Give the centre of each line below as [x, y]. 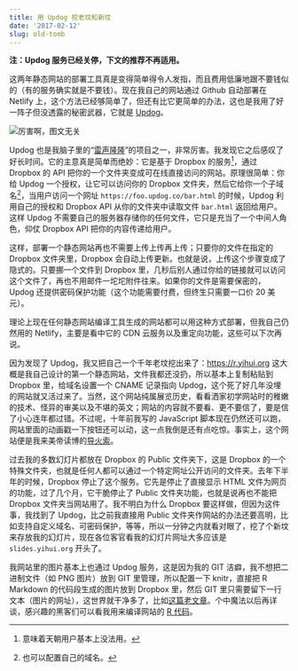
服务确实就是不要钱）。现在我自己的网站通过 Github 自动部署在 [153, 91]
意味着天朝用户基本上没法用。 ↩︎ [81, 638]
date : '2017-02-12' [45, 26]
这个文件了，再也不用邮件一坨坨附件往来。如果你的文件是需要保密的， [137, 280]
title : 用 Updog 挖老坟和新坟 [60, 17]
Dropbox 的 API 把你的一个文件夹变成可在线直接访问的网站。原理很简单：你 [147, 173]
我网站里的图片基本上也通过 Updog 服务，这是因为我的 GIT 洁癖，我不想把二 [149, 567]
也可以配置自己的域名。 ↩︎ [69, 657]
